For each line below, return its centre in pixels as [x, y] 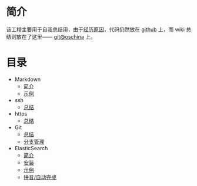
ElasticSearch [31, 148]
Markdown [28, 79]
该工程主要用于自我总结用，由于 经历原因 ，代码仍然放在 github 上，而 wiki [96, 29]
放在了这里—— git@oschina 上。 [56, 36]
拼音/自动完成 [40, 177]
